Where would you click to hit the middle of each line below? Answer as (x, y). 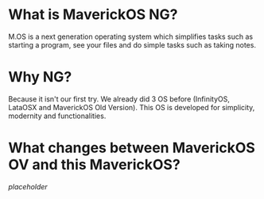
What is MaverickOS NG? (93, 15)
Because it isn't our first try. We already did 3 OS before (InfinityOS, (119, 99)
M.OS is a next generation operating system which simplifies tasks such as (130, 36)
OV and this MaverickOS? (94, 165)
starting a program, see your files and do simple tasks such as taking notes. (132, 44)
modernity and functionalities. (57, 116)
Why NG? (40, 77)
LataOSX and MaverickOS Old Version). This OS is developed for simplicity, (132, 107)
